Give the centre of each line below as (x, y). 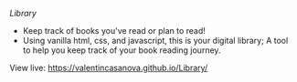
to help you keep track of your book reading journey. (122, 50)
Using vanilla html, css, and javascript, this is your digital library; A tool (155, 41)
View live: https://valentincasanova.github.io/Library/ (109, 68)
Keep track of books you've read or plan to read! (114, 31)
